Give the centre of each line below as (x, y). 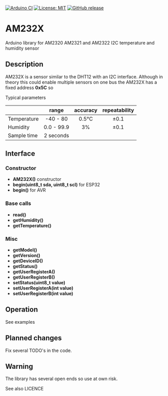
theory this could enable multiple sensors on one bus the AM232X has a (81, 82)
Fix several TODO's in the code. (39, 350)
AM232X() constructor (37, 179)
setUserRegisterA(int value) (43, 288)
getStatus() (25, 266)
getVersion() (27, 256)
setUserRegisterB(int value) (43, 294)
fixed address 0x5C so (29, 88)
